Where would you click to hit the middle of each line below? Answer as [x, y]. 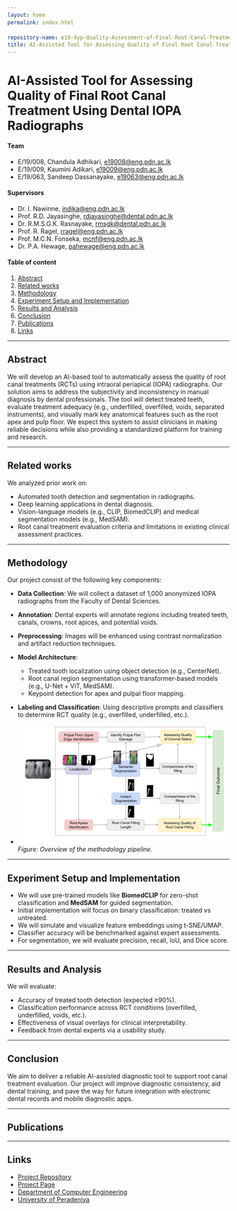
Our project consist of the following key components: [85, 580]
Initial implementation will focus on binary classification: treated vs [114, 910]
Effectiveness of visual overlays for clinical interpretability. [102, 1023]
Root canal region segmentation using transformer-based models [123, 679]
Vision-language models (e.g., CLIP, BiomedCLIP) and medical [108, 511]
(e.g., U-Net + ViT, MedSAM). [71, 686]
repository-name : [33, 38]
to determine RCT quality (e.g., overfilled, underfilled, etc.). [103, 715]
